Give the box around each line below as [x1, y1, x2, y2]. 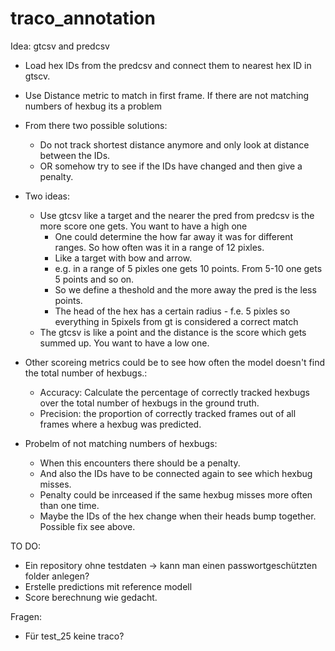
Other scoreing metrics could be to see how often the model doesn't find [24, 356, 326, 368]
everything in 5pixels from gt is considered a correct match [54, 315, 299, 327]
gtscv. [24, 70, 51, 82]
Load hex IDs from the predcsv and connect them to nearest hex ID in [24, 59, 312, 71]
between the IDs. [39, 149, 111, 161]
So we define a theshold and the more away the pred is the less [54, 283, 317, 296]
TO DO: [10, 540, 42, 552]
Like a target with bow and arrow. [54, 252, 193, 264]
